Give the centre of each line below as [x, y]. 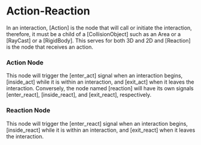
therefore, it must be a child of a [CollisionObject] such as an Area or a [94, 34]
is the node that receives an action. [50, 47]
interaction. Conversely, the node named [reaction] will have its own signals [100, 88]
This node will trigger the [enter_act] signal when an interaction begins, [94, 76]
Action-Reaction [48, 11]
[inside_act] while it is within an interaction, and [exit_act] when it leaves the [100, 82]
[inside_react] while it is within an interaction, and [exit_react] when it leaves [101, 130]
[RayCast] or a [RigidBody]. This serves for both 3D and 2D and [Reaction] [98, 40]
